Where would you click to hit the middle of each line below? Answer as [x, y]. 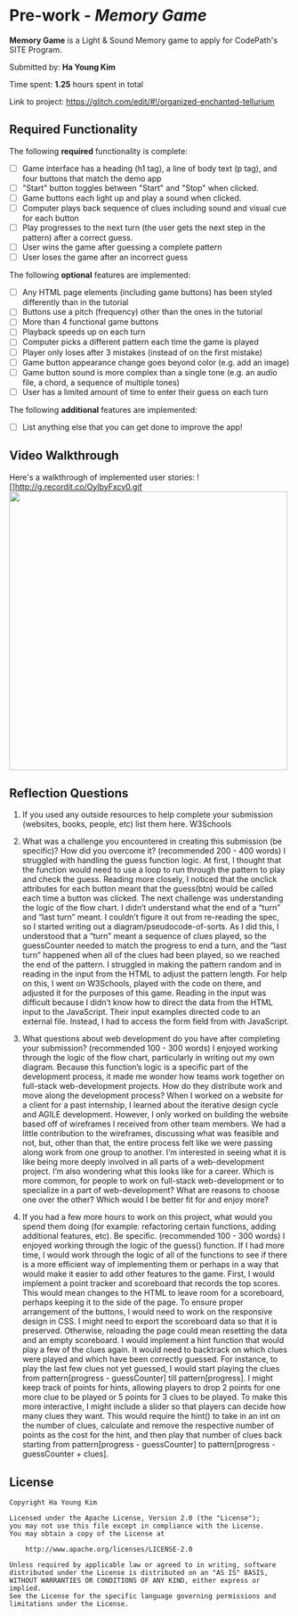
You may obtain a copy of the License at [87, 1534]
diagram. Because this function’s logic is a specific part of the [135, 1068]
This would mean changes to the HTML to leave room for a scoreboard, [153, 1293]
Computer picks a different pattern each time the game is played [141, 342]
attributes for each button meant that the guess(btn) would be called [148, 889]
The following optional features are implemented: [100, 275]
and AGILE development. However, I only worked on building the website [155, 1115]
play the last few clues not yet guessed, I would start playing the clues [151, 1369]
